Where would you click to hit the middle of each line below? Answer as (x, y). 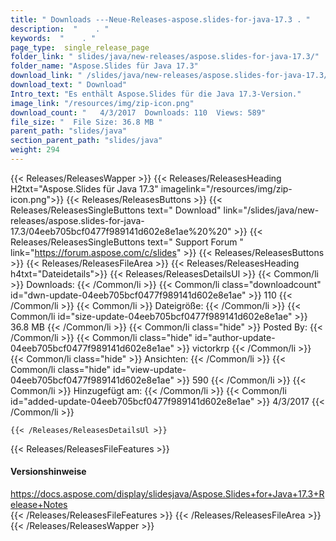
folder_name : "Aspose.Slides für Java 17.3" (104, 66)
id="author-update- (235, 337)
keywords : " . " (53, 38)
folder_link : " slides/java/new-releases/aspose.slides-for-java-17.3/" (165, 57)
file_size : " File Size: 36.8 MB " (86, 122)
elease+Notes (39, 505)
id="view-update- (150, 369)
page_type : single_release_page (80, 47)
